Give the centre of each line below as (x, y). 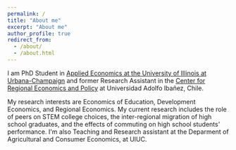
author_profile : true (39, 33)
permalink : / (26, 14)
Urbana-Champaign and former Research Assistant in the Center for (106, 80)
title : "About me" (34, 20)
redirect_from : (30, 40)
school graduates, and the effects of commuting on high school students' (114, 124)
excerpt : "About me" (38, 27)
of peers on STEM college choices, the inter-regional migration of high (110, 116)
